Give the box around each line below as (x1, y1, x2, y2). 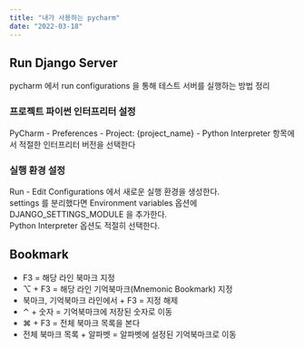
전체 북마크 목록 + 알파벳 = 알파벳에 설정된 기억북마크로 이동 (22, 328, 237, 340)
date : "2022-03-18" (9, 22, 83, 31)
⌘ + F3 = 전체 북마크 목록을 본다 (22, 317, 141, 328)
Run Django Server (9, 55, 118, 71)
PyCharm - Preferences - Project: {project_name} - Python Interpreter (9, 128, 271, 139)
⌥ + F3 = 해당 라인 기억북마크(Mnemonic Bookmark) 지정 (22, 283, 233, 295)
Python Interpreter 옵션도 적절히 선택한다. (9, 219, 161, 231)
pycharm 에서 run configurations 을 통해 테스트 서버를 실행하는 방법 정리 (9, 81, 270, 92)
